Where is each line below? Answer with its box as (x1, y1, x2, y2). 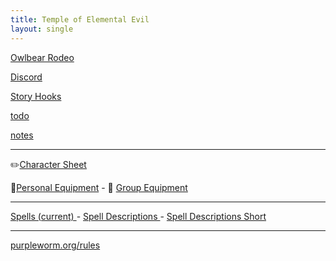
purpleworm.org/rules (10, 239, 101, 251)
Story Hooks (10, 90, 62, 102)
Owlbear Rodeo (10, 51, 75, 63)
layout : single (10, 24, 74, 34)
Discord (10, 71, 43, 83)
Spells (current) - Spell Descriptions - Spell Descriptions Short (10, 210, 267, 222)
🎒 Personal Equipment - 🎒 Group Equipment (10, 181, 188, 193)
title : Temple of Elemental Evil (10, 14, 150, 25)
